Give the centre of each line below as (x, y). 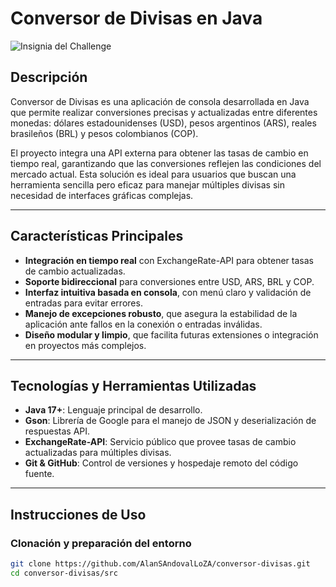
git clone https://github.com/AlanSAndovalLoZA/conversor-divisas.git (160, 564)
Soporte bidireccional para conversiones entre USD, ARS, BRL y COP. (169, 281)
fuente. (39, 474)
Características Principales (97, 236)
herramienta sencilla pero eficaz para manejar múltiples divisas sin (147, 184)
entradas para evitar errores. (83, 303)
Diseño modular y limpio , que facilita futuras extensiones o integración (171, 334)
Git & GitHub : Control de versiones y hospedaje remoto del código (161, 463)
